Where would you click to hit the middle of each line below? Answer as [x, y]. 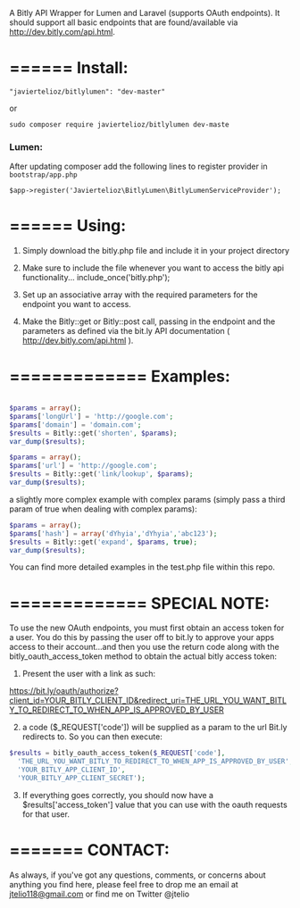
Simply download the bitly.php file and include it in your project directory [156, 251]
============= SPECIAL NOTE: [140, 603]
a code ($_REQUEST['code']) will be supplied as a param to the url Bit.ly [154, 728]
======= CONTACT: [89, 850]
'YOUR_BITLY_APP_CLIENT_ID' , [71, 770]
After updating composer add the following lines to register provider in [138, 167]
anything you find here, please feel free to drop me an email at [124, 884]
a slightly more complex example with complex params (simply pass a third [147, 499]
